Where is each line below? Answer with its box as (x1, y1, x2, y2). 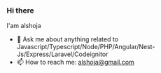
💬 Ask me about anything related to (16, 35, 119, 44)
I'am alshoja (6, 22, 41, 30)
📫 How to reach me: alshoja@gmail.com (16, 58, 134, 67)
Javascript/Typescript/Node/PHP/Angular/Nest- (16, 43, 155, 51)
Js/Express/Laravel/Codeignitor (16, 50, 108, 58)
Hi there (6, 6, 34, 15)
